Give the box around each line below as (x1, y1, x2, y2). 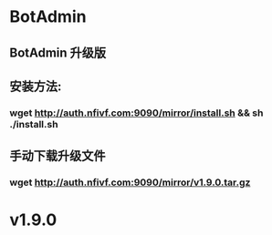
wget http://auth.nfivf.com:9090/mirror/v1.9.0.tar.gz (9, 176, 251, 189)
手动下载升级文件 (9, 148, 106, 164)
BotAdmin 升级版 (9, 45, 107, 60)
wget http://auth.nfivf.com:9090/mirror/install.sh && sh (9, 107, 264, 119)
